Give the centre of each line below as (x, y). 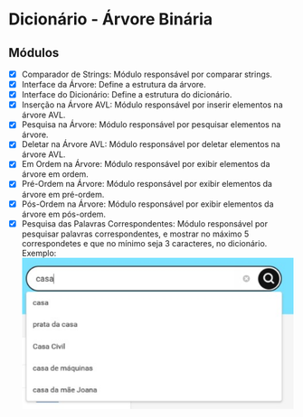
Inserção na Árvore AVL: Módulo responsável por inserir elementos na (152, 105)
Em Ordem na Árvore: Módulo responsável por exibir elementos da (146, 164)
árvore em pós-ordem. (63, 214)
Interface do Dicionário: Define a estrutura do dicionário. (127, 95)
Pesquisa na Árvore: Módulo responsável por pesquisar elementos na (151, 125)
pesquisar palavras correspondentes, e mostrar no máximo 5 (135, 234)
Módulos (34, 53)
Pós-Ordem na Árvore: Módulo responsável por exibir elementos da (147, 204)
